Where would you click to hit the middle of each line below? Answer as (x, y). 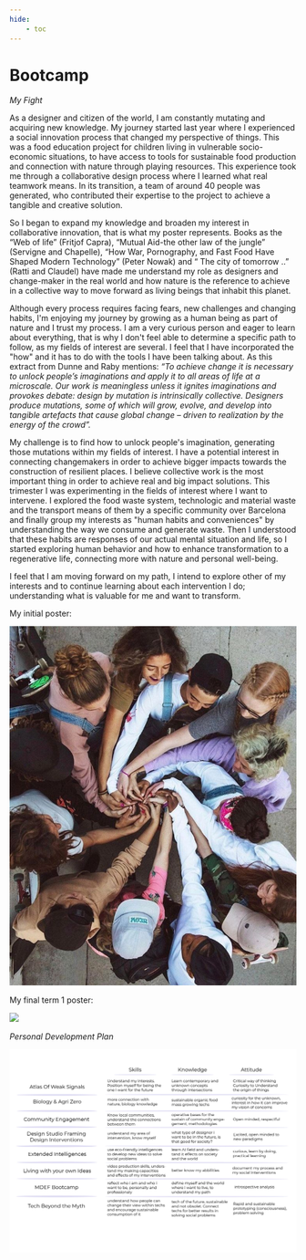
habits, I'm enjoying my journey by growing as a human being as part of (144, 318)
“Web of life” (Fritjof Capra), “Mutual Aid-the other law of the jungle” (138, 243)
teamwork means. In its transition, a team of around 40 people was (135, 186)
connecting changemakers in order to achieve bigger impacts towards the (148, 462)
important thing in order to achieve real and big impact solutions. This (140, 481)
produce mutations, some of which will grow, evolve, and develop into (141, 405)
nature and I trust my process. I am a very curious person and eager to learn (153, 328)
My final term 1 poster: (51, 1000)
